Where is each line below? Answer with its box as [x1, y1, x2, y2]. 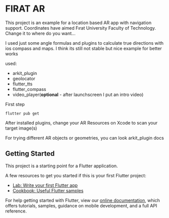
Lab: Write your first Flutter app [12, 182, 78, 188]
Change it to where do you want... [5, 30, 76, 36]
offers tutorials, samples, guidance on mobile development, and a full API [5, 202, 157, 208]
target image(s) [5, 125, 37, 131]
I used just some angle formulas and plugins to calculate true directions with [5, 40, 164, 46]
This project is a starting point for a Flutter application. [5, 163, 118, 169]
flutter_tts [12, 81, 33, 87]
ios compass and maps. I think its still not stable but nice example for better [5, 45, 162, 51]
